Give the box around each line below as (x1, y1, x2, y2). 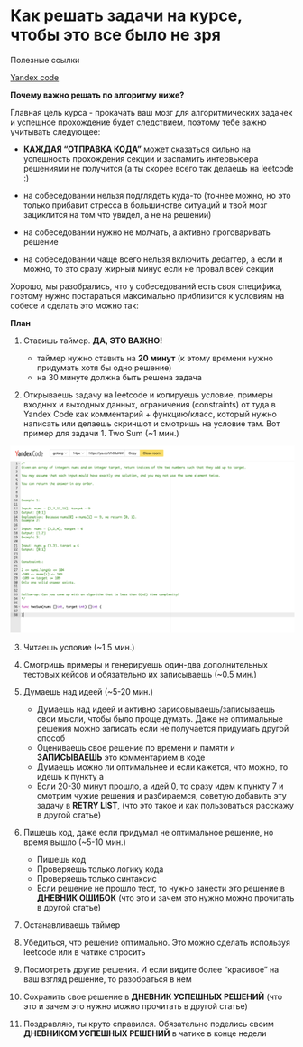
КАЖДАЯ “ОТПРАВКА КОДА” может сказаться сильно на (23, 144, 252, 154)
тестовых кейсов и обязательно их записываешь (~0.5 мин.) (23, 669, 258, 680)
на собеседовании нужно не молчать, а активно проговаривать (23, 227, 271, 238)
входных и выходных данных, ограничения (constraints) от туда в (23, 398, 276, 409)
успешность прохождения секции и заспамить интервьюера (23, 153, 259, 164)
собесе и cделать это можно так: (10, 300, 139, 311)
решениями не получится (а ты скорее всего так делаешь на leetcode (23, 163, 294, 173)
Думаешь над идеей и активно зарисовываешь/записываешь (36, 704, 276, 715)
